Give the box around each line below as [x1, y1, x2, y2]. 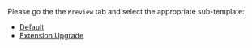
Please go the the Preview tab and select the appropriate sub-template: [7, 7, 245, 16]
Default [19, 22, 45, 31]
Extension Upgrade [19, 31, 84, 40]
